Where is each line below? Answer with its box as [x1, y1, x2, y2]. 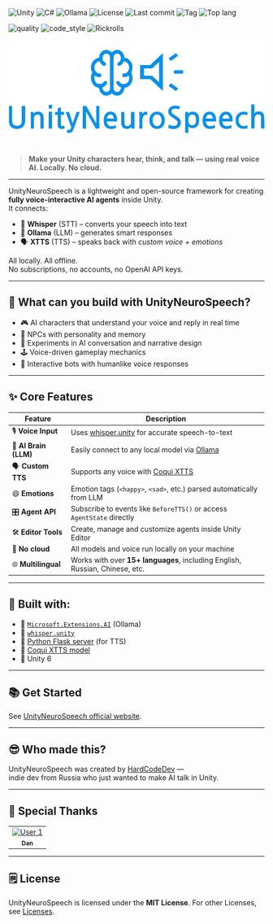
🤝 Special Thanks [8, 804, 98, 817]
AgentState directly [70, 512, 135, 522]
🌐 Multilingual [11, 560, 61, 569]
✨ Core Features [8, 390, 93, 404]
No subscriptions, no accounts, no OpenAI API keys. [8, 264, 184, 274]
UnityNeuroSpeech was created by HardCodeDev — [8, 765, 184, 774]
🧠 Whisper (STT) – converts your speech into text [19, 220, 188, 229]
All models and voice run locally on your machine [70, 543, 235, 553]
